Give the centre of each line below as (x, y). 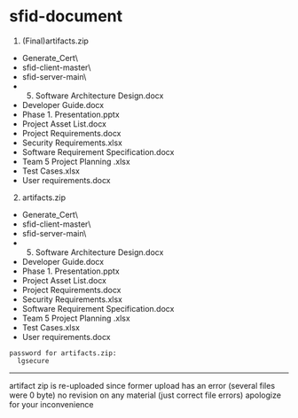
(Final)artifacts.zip (55, 41)
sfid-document (66, 16)
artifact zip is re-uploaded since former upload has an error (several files (142, 385)
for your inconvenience (51, 404)
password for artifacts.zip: (63, 353)
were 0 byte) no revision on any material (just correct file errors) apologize (145, 395)
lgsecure (33, 360)
